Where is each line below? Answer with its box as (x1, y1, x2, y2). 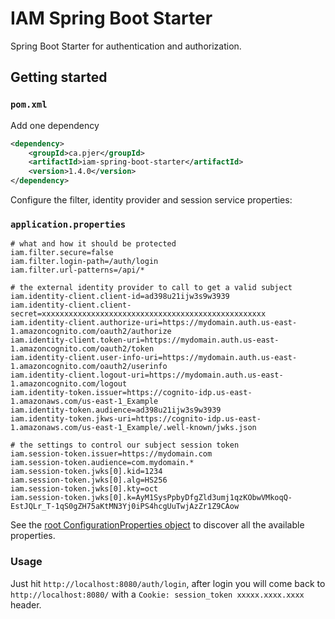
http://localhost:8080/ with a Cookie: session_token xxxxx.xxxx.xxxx (10, 588, 305, 600)
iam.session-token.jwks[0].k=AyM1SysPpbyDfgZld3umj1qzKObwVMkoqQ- (10, 493, 293, 503)
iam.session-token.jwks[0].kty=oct (10, 484, 159, 494)
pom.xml (10, 99, 48, 111)
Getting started (10, 69, 108, 86)
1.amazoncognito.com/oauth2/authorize (10, 327, 172, 337)
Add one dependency (10, 119, 100, 131)
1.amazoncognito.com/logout (10, 379, 128, 389)
